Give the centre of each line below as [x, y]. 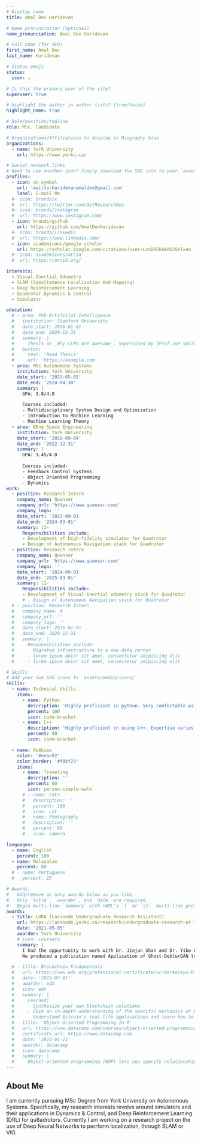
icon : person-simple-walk [60, 789]
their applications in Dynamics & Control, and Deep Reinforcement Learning [99, 1113]
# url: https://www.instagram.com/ [57, 216]
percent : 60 [43, 784]
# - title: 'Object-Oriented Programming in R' [72, 1023]
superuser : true [26, 94]
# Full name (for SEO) [34, 45]
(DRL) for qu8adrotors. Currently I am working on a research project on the [98, 1119]
